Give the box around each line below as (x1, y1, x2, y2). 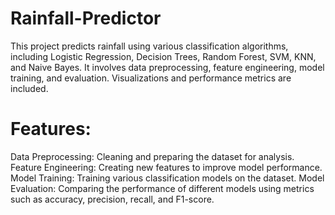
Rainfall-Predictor (10, 7, 162, 30)
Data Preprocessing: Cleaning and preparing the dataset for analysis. (10, 150, 295, 162)
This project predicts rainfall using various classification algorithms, (10, 40, 289, 52)
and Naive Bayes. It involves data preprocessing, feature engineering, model (10, 61, 325, 73)
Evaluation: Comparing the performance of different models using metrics (10, 182, 315, 194)
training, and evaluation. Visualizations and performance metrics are (10, 72, 292, 84)
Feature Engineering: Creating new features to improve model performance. (10, 161, 323, 173)
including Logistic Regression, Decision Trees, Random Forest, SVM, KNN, (10, 50, 317, 62)
